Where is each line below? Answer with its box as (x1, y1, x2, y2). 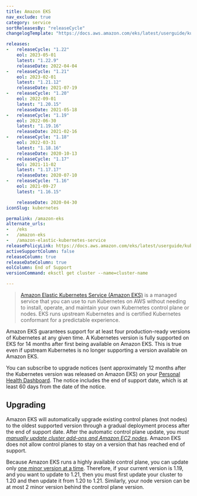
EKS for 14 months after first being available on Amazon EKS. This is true (6, 341, 182, 347)
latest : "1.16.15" (16, 189, 62, 195)
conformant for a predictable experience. (20, 317, 120, 324)
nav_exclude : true (6, 14, 51, 20)
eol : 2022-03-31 (16, 139, 57, 145)
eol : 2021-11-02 (16, 161, 57, 168)
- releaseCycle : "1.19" (6, 112, 69, 118)
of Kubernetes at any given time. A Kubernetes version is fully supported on (6, 334, 189, 341)
